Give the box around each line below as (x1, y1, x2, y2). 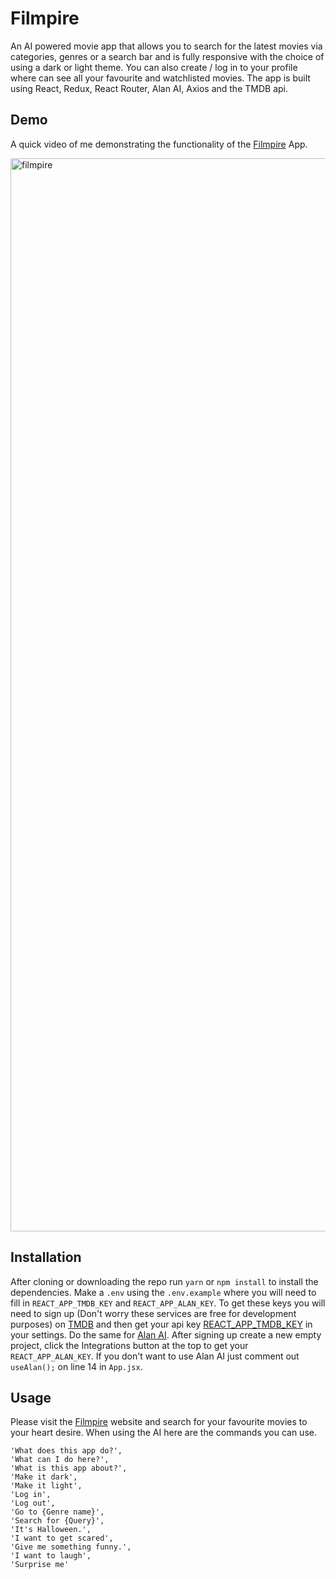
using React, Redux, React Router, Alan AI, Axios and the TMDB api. (10, 82, 288, 94)
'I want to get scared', (10, 1533, 114, 1544)
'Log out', (10, 1498, 56, 1509)
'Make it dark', (10, 1472, 78, 1482)
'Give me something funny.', (10, 1542, 132, 1552)
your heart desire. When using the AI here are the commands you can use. (10, 1427, 317, 1439)
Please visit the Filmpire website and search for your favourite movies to (10, 1416, 308, 1428)
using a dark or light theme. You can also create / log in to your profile (10, 61, 298, 73)
